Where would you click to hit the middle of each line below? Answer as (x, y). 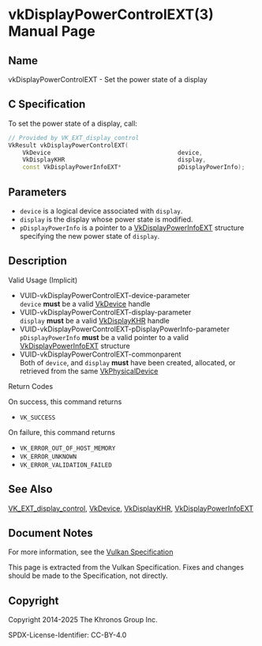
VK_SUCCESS (37, 417)
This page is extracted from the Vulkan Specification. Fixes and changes (126, 568)
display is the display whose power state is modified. (106, 219)
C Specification (47, 104)
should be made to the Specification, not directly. (88, 576)
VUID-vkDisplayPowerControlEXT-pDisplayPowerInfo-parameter (125, 329)
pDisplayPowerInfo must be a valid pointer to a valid (104, 337)
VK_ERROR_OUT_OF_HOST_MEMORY (67, 448)
